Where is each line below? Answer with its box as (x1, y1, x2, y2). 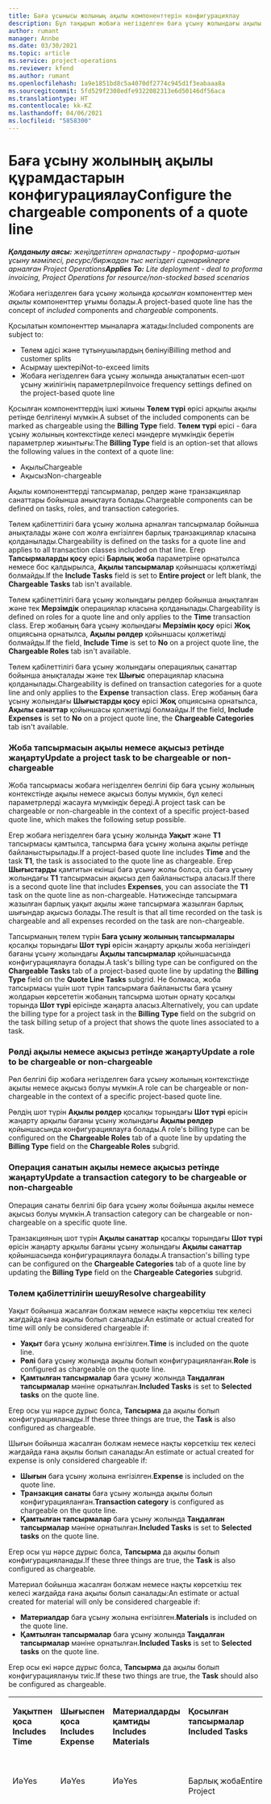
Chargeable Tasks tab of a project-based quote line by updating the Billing (8, 966, 259, 976)
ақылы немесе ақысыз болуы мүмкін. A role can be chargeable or (8, 1083, 231, 1093)
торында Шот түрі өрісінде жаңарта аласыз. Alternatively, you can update (8, 1000, 259, 1010)
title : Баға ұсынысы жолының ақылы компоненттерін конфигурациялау (8, 11, 240, 20)
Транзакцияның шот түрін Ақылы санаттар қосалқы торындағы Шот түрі (8, 1233, 263, 1242)
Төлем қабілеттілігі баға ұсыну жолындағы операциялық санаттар (8, 662, 238, 671)
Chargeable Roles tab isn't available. (8, 646, 131, 656)
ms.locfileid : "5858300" (8, 117, 92, 125)
